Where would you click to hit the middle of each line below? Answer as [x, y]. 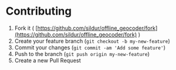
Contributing [39, 11]
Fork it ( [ [26, 28]
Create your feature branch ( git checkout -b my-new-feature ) [92, 41]
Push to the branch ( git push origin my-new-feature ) [82, 54]
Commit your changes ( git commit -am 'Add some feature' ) [90, 47]
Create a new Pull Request [48, 60]
